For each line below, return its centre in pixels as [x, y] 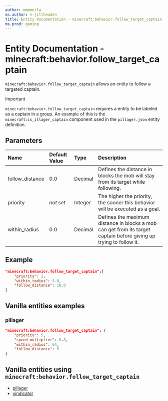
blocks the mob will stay [126, 175]
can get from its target [124, 230]
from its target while [121, 182]
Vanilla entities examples [45, 306]
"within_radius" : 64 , [36, 344]
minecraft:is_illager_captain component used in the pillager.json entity [82, 119]
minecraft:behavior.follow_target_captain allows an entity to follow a [78, 84]
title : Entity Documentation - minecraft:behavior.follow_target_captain [84, 19]
